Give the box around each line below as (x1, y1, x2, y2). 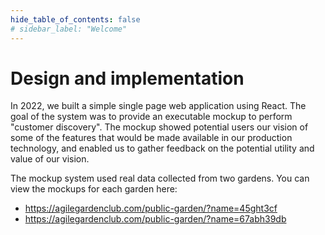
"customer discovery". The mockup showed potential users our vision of (10, 121, 309, 133)
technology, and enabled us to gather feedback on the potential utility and (10, 142, 315, 155)
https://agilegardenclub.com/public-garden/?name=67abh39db (24, 213, 287, 225)
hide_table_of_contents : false (10, 14, 141, 25)
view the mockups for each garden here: (10, 183, 178, 195)
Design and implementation (10, 67, 245, 90)
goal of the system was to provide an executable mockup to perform (10, 111, 293, 123)
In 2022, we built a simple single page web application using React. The (10, 100, 307, 112)
